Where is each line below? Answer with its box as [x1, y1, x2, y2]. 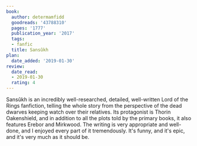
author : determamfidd [11, 14, 65, 20]
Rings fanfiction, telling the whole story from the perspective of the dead [6, 102, 182, 109]
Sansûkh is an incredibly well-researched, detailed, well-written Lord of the [6, 96, 188, 103]
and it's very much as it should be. [6, 134, 90, 140]
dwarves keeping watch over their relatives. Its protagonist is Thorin [6, 108, 171, 115]
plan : [6, 52, 19, 58]
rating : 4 [11, 80, 35, 86]
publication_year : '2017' [11, 31, 75, 36]
